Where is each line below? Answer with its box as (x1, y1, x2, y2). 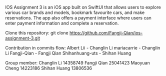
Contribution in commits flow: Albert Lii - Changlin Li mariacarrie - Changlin (5, 45, 160, 50)
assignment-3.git (5, 35, 40, 41)
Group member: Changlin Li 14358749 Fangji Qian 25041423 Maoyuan (5, 60, 150, 65)
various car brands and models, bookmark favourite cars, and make (5, 9, 145, 15)
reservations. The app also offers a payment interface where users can (5, 15, 151, 20)
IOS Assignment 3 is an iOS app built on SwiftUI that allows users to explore (5, 4, 161, 10)
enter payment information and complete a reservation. (5, 20, 119, 26)
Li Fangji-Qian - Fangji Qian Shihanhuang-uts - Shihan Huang (5, 50, 131, 56)
